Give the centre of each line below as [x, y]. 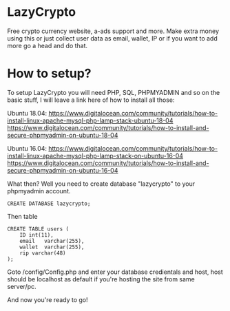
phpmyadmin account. [39, 191]
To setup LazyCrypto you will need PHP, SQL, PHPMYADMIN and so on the [114, 92]
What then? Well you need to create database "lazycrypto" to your [101, 184]
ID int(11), [36, 235]
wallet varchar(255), [52, 247]
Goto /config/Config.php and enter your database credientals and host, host [115, 272]
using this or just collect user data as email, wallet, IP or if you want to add [113, 38]
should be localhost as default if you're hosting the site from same [101, 279]
